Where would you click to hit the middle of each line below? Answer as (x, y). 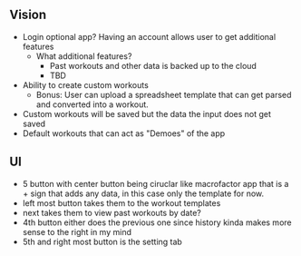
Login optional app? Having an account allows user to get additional (149, 36)
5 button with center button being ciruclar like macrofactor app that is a (155, 183)
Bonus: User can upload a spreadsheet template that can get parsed (164, 94)
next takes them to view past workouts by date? (112, 212)
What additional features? (84, 56)
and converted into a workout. (92, 104)
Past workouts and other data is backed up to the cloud (153, 65)
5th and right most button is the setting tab (102, 241)
